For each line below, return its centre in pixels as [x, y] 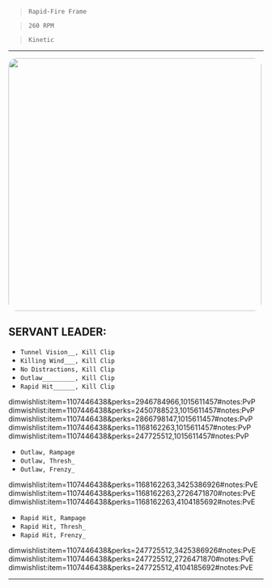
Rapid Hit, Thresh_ [53, 527]
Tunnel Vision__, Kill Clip [67, 352]
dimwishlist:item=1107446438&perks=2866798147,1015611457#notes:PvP [131, 419]
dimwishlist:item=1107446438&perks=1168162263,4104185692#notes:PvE [132, 501]
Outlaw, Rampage [47, 452]
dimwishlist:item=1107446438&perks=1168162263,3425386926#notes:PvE [133, 484]
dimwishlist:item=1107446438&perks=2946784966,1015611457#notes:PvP [132, 401]
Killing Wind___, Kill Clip [67, 361]
